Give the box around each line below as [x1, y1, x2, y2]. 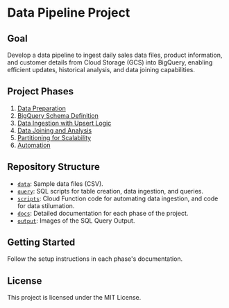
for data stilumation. [17, 201, 75, 209]
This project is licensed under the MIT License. [7, 293, 142, 302]
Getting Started [7, 237, 76, 248]
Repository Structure [7, 161, 101, 173]
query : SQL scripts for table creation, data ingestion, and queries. [17, 187, 203, 195]
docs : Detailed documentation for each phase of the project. [17, 209, 189, 217]
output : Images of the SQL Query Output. [17, 216, 135, 225]
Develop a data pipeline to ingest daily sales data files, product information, [7, 51, 223, 59]
